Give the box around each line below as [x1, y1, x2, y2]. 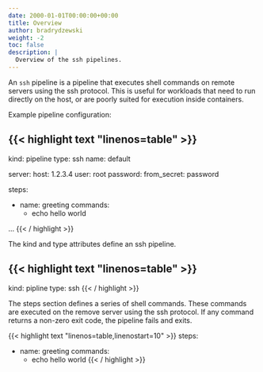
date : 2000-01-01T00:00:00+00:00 [8, 11, 119, 20]
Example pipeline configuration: [8, 109, 112, 119]
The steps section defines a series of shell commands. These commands [8, 298, 247, 308]
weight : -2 [8, 33, 44, 42]
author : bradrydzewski [8, 26, 83, 34]
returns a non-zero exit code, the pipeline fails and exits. [8, 315, 192, 325]
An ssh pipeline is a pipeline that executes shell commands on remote [8, 77, 235, 87]
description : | [8, 48, 59, 56]
